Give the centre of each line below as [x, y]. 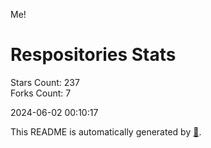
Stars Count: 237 [45, 82]
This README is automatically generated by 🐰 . [106, 131]
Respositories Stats [93, 55]
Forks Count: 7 [41, 93]
